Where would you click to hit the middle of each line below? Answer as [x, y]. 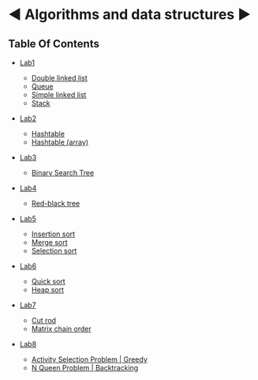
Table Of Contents [54, 44]
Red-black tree [56, 203]
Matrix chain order [62, 329]
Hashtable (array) [60, 142]
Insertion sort [53, 234]
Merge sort [49, 242]
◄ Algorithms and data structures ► [129, 15]
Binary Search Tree [63, 173]
